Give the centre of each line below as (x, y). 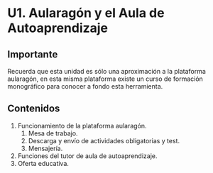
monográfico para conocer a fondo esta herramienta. (85, 86)
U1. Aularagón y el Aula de (86, 13)
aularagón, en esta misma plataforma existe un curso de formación (105, 79)
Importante (33, 54)
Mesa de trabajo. (53, 133)
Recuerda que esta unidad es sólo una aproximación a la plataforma (106, 71)
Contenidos (34, 109)
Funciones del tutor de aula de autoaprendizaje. (87, 156)
